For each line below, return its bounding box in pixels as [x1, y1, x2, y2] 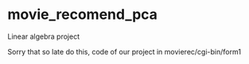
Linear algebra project [7, 32, 80, 41]
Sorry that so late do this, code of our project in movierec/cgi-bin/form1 [7, 47, 242, 56]
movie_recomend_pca [7, 6, 158, 24]
